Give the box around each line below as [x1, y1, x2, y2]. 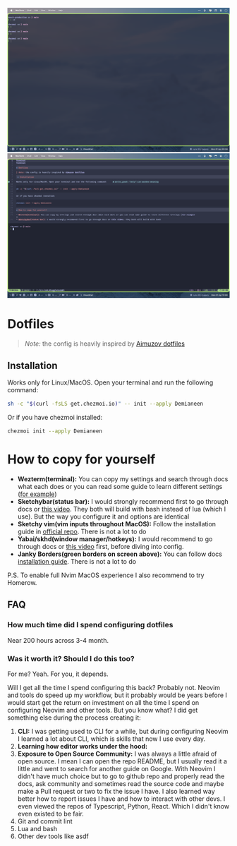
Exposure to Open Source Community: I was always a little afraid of [17, 749, 217, 759]
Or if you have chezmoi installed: [7, 413, 103, 422]
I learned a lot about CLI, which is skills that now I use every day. [17, 735, 206, 743]
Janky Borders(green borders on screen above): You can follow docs [17, 550, 222, 558]
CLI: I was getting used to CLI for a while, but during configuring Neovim [17, 727, 229, 736]
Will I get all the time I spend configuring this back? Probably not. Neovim [7, 684, 221, 692]
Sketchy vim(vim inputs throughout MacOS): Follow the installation [17, 520, 217, 528]
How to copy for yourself [7, 452, 156, 468]
